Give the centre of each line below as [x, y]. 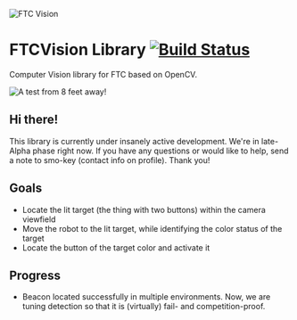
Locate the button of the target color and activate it [116, 247]
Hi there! [34, 120]
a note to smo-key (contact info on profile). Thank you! [110, 160]
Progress [35, 275]
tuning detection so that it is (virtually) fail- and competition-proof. [144, 307]
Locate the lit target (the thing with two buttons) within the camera [144, 209]
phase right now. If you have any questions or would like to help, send [161, 151]
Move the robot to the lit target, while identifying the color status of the [152, 228]
